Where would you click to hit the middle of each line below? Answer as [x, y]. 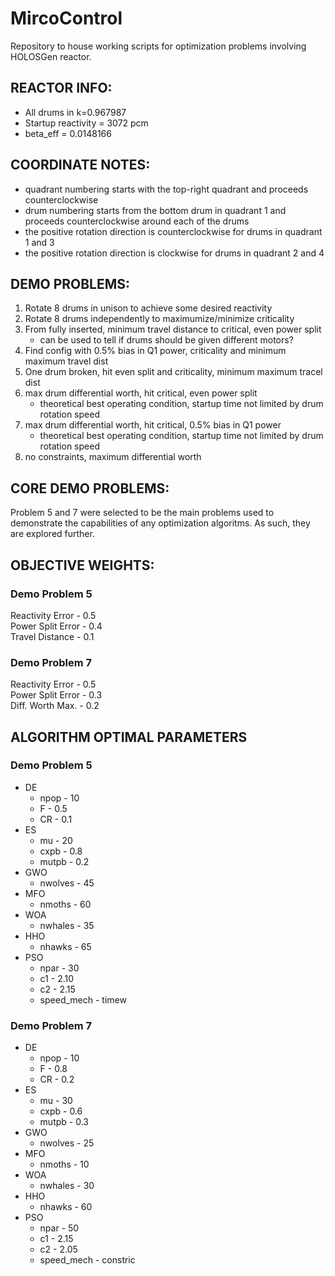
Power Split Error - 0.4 [56, 626]
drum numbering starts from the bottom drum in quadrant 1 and [155, 210]
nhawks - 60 [66, 1207]
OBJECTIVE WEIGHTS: [82, 565]
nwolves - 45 [67, 883]
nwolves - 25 [67, 1143]
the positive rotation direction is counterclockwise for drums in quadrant [173, 231]
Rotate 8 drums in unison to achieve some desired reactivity [148, 308]
